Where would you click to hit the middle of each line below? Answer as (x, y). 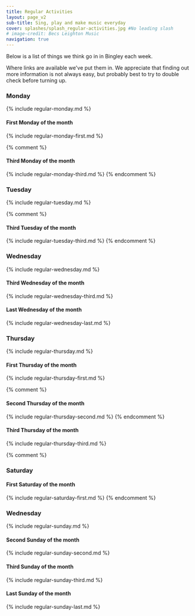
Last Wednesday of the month (44, 309)
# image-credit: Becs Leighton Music (53, 34)
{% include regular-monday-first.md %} (55, 136)
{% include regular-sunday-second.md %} (58, 553)
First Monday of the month (39, 122)
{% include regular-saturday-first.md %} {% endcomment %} (81, 498)
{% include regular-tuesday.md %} (49, 202)
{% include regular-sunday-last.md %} (53, 606)
